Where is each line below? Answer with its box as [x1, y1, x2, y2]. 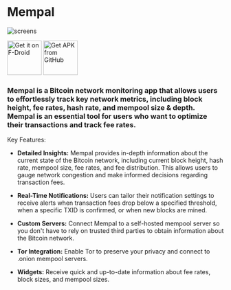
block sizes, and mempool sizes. [16, 276, 110, 284]
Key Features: [7, 135, 46, 144]
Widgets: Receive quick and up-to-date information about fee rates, [16, 268, 211, 276]
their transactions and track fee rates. [7, 120, 136, 129]
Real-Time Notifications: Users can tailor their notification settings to [16, 192, 214, 200]
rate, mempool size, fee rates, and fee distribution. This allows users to [16, 164, 219, 172]
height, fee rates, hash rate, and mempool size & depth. [7, 102, 195, 112]
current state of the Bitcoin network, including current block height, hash [16, 156, 223, 165]
